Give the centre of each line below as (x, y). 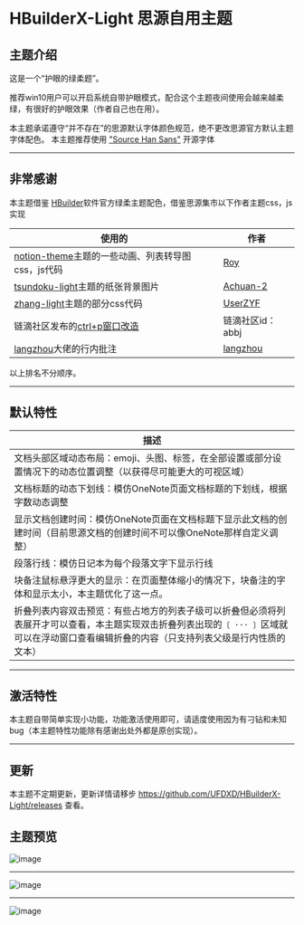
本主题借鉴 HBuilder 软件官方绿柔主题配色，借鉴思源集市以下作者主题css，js (151, 202)
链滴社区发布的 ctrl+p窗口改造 (76, 326)
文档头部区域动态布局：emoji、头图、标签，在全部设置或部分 (143, 458)
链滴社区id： (250, 320)
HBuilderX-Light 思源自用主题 (121, 19)
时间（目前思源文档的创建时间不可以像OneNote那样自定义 (146, 532)
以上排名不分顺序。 (45, 373)
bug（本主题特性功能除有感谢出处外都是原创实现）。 (106, 730)
